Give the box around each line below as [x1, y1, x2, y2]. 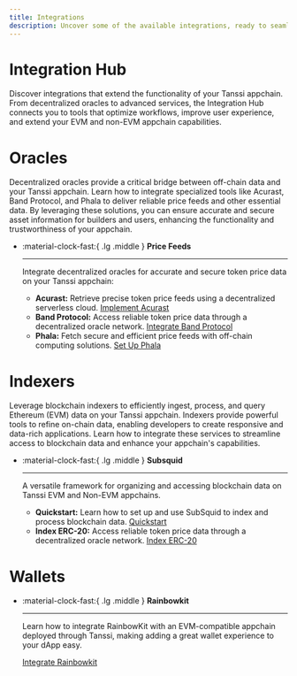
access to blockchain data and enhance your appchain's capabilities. [9, 438, 261, 449]
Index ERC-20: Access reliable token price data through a [34, 526, 247, 536]
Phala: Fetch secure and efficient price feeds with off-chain [34, 331, 254, 342]
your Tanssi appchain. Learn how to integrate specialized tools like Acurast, [9, 187, 285, 197]
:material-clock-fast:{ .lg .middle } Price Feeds [21, 241, 192, 252]
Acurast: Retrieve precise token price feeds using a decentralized [34, 293, 276, 303]
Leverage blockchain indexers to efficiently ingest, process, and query [9, 400, 266, 411]
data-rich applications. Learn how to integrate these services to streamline [9, 428, 281, 439]
